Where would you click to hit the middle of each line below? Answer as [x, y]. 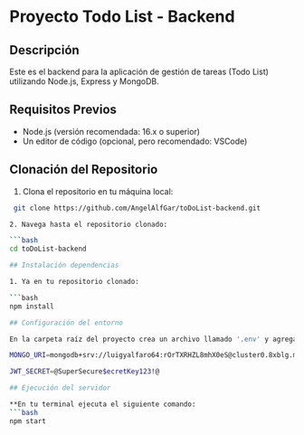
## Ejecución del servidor [60, 388]
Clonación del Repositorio [84, 170]
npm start [28, 421]
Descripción [44, 50]
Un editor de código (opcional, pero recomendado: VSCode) [135, 141]
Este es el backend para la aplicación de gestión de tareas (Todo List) [139, 71]
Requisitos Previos [63, 110]
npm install [32, 306]
